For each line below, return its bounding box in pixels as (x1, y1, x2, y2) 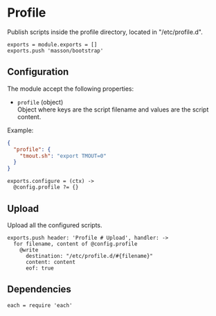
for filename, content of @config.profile (13, 240, 138, 247)
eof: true (25, 265, 54, 272)
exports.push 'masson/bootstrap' (7, 47, 104, 54)
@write (19, 246, 39, 254)
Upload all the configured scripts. (7, 220, 102, 229)
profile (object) (17, 98, 64, 106)
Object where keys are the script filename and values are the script (17, 105, 209, 114)
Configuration (7, 66, 69, 78)
